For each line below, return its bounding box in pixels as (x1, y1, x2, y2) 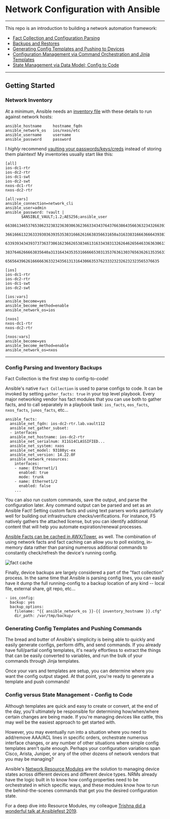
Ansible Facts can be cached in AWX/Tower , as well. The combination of (5, 533, 156, 539)
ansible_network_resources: (10, 456, 69, 462)
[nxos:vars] (5, 334, 30, 339)
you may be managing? (5, 756, 54, 762)
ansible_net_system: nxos (10, 443, 65, 448)
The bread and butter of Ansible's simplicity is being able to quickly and (5, 636, 155, 643)
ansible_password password (5, 137, 71, 142)
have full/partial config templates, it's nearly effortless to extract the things (5, 647, 161, 653)
